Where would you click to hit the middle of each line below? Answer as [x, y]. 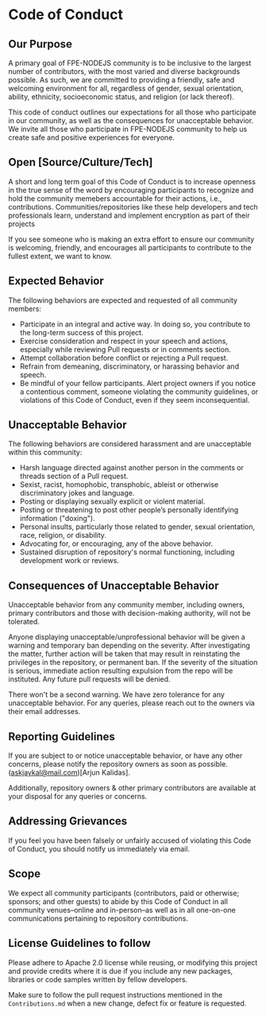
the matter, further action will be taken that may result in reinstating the [124, 654]
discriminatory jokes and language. [77, 493]
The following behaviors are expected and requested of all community [123, 300]
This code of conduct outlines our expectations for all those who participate [132, 112]
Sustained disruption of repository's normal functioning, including [127, 552]
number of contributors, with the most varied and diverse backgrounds [124, 71]
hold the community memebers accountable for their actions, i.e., [115, 198]
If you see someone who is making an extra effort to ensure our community [131, 239]
